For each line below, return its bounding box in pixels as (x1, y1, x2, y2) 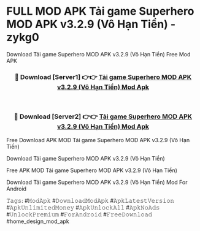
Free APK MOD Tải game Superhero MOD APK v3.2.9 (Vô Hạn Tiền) (6, 167, 178, 174)
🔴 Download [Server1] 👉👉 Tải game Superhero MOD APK (14, 72, 192, 81)
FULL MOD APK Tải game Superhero (6, 4, 194, 18)
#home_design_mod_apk (6, 218, 69, 225)
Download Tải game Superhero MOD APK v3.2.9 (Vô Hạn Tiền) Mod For (6, 178, 188, 186)
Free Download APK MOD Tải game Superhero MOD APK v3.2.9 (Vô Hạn (6, 136, 190, 143)
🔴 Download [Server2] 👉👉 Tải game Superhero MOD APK (13, 112, 193, 121)
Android (6, 185, 26, 192)
